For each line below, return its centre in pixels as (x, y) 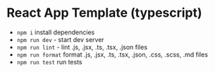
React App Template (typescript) (104, 13)
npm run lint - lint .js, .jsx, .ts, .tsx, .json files (82, 47)
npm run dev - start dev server (61, 39)
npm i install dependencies (56, 32)
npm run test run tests (49, 62)
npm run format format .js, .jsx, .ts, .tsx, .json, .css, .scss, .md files (112, 55)
